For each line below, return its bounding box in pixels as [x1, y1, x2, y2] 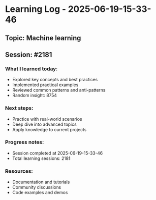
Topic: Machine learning [5, 34, 81, 42]
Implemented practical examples [12, 82, 79, 88]
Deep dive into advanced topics [12, 121, 77, 127]
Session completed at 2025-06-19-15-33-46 [12, 150, 103, 156]
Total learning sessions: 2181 [12, 155, 70, 161]
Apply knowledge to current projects [12, 126, 87, 132]
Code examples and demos [12, 190, 68, 196]
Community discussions [12, 184, 62, 190]
